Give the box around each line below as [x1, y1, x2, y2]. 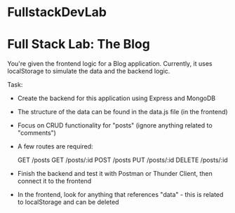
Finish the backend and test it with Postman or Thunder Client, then [17, 170, 213, 178]
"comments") [17, 129, 56, 137]
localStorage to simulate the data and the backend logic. [7, 67, 170, 76]
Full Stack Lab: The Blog [7, 36, 151, 53]
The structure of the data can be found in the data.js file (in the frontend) [17, 108, 228, 116]
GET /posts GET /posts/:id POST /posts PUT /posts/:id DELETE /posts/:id [17, 156, 228, 165]
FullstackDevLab [7, 4, 107, 20]
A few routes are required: [17, 142, 93, 151]
